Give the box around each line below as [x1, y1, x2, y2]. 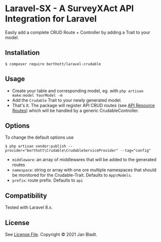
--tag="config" [120, 148, 151, 153]
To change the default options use [5, 134, 74, 140]
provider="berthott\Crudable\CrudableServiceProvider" [5, 148, 119, 153]
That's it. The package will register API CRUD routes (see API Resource [12, 102, 155, 108]
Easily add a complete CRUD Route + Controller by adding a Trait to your [5, 29, 151, 35]
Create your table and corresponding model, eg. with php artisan [12, 88, 143, 93]
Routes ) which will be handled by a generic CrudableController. [12, 108, 139, 113]
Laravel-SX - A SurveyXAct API [5, 3, 134, 14]
